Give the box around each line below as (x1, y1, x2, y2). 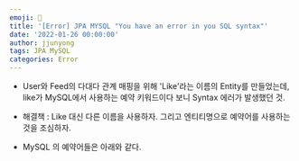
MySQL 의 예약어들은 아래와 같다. (22, 141, 142, 152)
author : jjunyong (9, 38, 75, 48)
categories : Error (9, 55, 79, 64)
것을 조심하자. (22, 122, 72, 133)
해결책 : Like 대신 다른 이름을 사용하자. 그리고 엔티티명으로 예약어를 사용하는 (22, 112, 291, 121)
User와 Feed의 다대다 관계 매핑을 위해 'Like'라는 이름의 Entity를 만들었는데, (22, 81, 290, 91)
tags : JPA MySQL (9, 47, 70, 56)
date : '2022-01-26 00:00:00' (9, 30, 119, 39)
